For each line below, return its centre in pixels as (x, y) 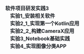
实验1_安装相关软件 (32, 16)
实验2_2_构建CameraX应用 (42, 31)
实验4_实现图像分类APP (38, 46)
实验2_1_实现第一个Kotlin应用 (45, 23)
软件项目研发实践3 (27, 8)
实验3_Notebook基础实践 (40, 39)
